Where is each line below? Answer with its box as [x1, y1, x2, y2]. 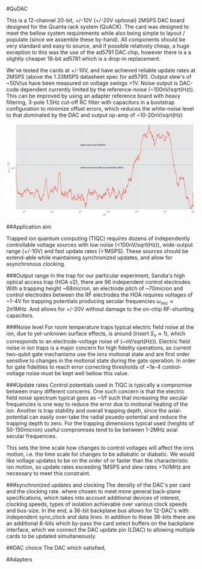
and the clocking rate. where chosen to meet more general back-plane [6, 487, 182, 495]
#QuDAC [6, 5, 28, 12]
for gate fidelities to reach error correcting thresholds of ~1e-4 [6, 363, 161, 371]
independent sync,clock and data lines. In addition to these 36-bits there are [6, 513, 195, 520]
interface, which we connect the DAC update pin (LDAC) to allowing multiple [6, 526, 195, 533]
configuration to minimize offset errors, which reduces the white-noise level [6, 105, 194, 112]
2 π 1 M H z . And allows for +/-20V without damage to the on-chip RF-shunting [6, 305, 194, 312]
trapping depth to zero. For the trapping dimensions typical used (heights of [6, 419, 194, 426]
